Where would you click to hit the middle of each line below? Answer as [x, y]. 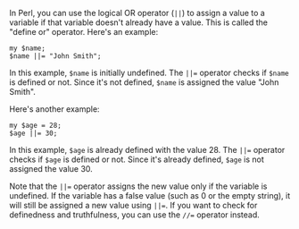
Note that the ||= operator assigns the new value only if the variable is [138, 186]
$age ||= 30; [33, 133]
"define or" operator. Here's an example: [84, 32]
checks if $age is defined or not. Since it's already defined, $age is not [137, 159]
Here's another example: [54, 109]
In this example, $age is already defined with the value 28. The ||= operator [147, 150]
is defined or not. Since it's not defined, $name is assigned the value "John [144, 82]
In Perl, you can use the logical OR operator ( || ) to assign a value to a [137, 13]
